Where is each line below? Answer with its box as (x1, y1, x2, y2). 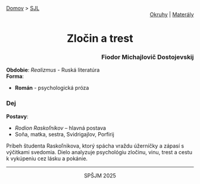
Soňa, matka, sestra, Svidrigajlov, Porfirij (14, 130, 114, 138)
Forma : (6, 73, 24, 80)
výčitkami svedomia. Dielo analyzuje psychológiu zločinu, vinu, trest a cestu (6, 148, 192, 155)
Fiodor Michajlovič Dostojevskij (101, 53, 194, 61)
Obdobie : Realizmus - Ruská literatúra (6, 67, 100, 74)
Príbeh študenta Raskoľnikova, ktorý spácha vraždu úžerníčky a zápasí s (6, 142, 185, 149)
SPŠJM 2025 (84, 171, 116, 179)
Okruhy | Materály (149, 11, 194, 18)
